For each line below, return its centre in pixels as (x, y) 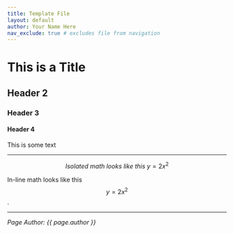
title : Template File (39, 14)
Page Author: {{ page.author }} (52, 223)
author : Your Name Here (42, 26)
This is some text (32, 145)
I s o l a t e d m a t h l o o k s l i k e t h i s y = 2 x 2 (117, 166)
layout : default (31, 20)
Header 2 (28, 93)
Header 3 (23, 113)
